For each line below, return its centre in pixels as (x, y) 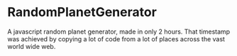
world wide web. (32, 46)
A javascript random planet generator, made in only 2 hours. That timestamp (119, 31)
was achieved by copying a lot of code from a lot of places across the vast (116, 38)
